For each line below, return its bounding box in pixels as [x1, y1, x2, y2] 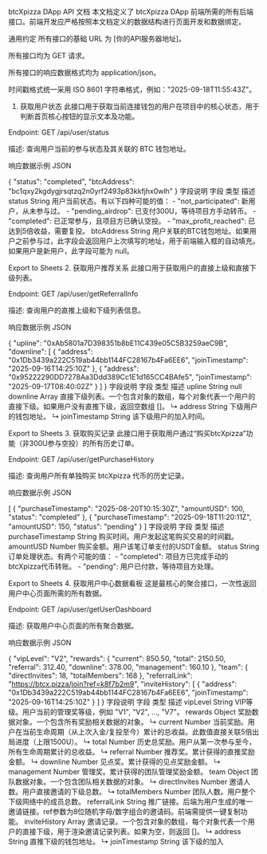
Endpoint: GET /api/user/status [8, 128, 110, 137]
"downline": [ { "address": [8, 347, 93, 356]
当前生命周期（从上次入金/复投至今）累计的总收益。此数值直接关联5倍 [22, 727, 253, 736]
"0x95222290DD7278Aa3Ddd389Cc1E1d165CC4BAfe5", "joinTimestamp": [8, 372, 253, 381]
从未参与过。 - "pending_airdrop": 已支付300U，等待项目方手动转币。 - [22, 207, 257, 215]
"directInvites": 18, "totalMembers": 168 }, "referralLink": [8, 671, 193, 680]
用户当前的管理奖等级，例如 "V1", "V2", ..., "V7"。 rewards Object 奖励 [22, 707, 253, 716]
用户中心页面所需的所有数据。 [8, 588, 106, 598]
